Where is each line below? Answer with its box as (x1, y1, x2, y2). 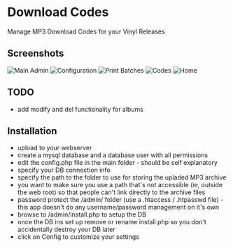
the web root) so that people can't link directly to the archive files (17, 188, 206, 196)
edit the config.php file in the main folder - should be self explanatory (17, 159, 218, 167)
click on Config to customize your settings (17, 233, 140, 241)
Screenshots (7, 48, 64, 59)
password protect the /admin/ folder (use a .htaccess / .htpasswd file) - (17, 196, 224, 204)
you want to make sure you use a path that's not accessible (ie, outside (17, 181, 223, 189)
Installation (7, 125, 57, 137)
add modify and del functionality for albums (17, 105, 143, 113)
